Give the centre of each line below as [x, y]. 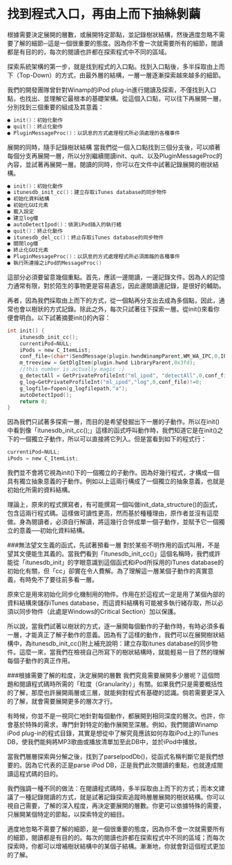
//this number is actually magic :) [72, 369]
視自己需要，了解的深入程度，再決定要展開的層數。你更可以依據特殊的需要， [116, 806]
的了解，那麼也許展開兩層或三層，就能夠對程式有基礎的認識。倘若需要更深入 [116, 693]
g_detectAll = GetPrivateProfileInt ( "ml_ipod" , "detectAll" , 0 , [113, 376]
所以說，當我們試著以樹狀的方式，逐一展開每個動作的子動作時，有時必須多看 [116, 626]
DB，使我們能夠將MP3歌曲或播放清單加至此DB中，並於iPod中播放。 [104, 742]
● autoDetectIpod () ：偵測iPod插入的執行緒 [65, 224]
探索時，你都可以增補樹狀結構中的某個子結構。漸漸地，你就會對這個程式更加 [116, 846]
